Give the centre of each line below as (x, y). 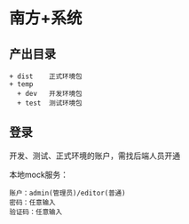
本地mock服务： (39, 174)
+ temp (21, 84)
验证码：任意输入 (36, 212)
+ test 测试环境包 (50, 103)
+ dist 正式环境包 (46, 76)
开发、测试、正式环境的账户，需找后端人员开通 (94, 156)
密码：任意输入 (32, 202)
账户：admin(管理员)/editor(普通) (67, 193)
